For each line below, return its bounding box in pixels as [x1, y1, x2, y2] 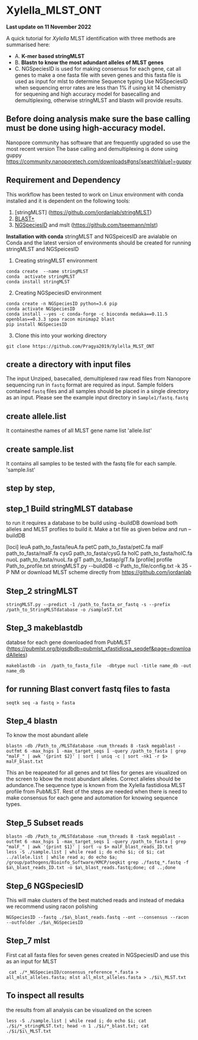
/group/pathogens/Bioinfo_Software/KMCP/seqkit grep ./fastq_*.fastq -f [6, 860, 189, 865]
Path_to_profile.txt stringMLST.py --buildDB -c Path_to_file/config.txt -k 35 [6, 562, 188, 570]
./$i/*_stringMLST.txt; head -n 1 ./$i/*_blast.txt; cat [6, 1023, 150, 1029]
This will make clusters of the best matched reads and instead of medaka [6, 897, 184, 904]
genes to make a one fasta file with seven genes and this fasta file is [14, 71, 181, 78]
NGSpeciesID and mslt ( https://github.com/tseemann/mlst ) [14, 221, 158, 229]
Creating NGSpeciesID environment [14, 289, 102, 296]
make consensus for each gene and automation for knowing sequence [6, 794, 178, 801]
